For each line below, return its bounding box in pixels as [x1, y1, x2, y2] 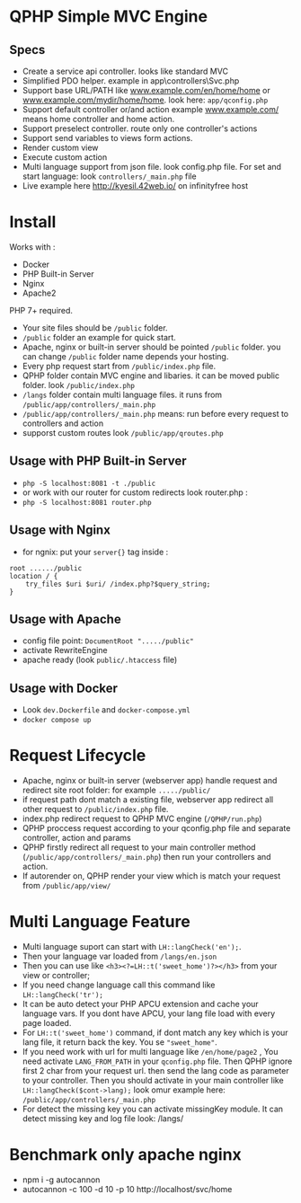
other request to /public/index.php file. [22, 804, 169, 815]
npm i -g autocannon [22, 1174, 101, 1185]
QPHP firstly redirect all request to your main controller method [22, 842, 256, 853]
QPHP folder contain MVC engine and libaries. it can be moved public [22, 370, 280, 381]
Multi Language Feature [9, 912, 190, 932]
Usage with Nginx [9, 523, 111, 538]
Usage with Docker [9, 680, 119, 695]
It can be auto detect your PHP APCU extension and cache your [22, 999, 259, 1010]
